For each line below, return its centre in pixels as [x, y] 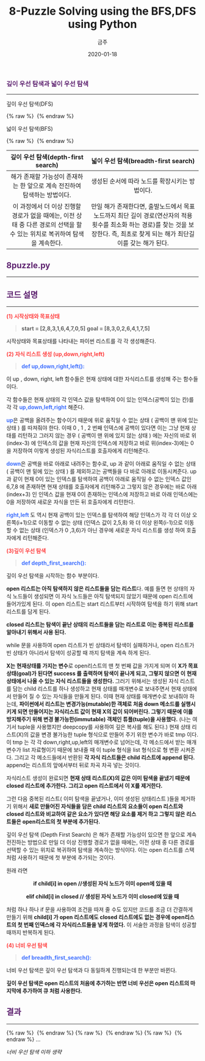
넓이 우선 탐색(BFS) [30, 129]
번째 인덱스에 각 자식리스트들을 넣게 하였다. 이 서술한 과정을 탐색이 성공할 [110, 925]
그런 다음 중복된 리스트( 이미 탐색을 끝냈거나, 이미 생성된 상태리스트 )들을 [93, 798]
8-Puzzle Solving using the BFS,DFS [103, 11]
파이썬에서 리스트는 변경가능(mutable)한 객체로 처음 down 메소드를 [99, 703]
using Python [103, 24]
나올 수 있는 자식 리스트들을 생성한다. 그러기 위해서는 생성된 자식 [103, 681]
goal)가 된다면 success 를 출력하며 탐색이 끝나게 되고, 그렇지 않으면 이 [102, 673]
